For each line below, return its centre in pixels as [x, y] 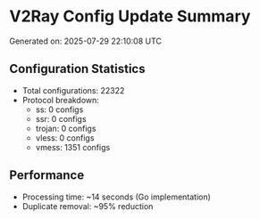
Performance [47, 175]
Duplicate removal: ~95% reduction [88, 206]
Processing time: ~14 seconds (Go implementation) [117, 197]
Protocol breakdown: [61, 100]
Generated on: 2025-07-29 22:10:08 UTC [86, 41]
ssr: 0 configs [61, 118]
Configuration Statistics [77, 69]
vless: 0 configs [65, 138]
